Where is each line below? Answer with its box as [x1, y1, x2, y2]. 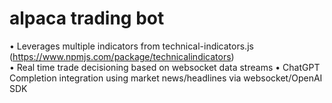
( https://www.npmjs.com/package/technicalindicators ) [9, 50, 235, 62]
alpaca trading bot [9, 7, 165, 30]
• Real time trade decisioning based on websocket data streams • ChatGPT [9, 61, 321, 73]
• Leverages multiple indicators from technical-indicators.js [9, 40, 254, 52]
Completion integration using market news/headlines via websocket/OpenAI [9, 72, 323, 84]
